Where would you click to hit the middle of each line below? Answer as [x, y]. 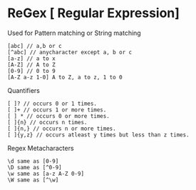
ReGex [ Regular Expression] [94, 13]
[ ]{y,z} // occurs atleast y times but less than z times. [99, 135]
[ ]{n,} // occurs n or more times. [62, 129]
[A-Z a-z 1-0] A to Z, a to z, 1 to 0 [65, 77]
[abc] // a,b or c [35, 46]
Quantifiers [24, 90]
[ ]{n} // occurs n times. [47, 122]
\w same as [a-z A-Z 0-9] [46, 174]
